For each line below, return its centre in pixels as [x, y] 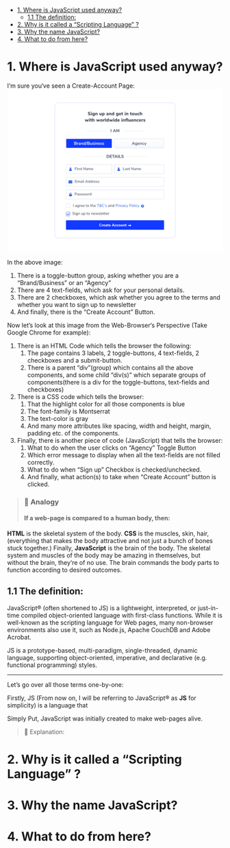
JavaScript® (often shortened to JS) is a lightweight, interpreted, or [102, 608]
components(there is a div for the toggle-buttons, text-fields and [118, 382]
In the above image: [35, 262]
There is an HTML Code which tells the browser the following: [104, 346]
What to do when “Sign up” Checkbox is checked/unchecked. [114, 470]
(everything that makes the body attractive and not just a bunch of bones [110, 541]
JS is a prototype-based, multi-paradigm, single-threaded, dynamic [103, 650]
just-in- [208, 608]
